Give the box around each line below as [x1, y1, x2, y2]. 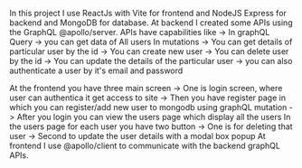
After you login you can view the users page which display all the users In [16, 112, 291, 122]
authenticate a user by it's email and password [9, 65, 184, 76]
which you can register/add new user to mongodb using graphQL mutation [9, 102, 288, 112]
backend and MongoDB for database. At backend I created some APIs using [9, 17, 293, 28]
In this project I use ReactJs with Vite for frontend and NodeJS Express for [9, 8, 288, 18]
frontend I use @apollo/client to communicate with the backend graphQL [9, 140, 280, 151]
